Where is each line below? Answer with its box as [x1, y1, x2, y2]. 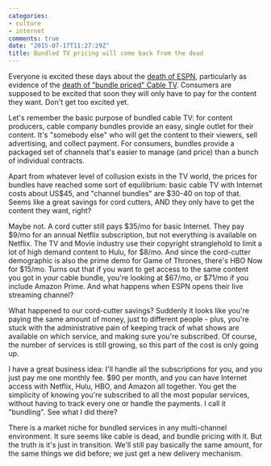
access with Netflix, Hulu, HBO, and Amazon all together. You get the [8, 381, 237, 391]
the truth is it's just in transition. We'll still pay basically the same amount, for [8, 440, 263, 449]
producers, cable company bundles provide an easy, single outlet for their [8, 122, 254, 131]
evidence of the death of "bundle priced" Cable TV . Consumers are [8, 80, 232, 90]
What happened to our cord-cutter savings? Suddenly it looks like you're [8, 306, 250, 315]
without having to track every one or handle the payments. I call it [8, 399, 226, 408]
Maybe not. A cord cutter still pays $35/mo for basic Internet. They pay [8, 221, 244, 231]
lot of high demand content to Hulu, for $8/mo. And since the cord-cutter [8, 247, 252, 257]
